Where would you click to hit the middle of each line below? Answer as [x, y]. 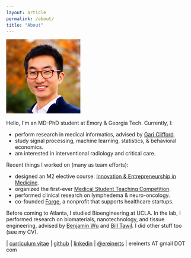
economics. [29, 147]
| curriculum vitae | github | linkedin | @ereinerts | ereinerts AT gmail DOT [96, 244]
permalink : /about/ [30, 19]
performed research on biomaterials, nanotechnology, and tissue [85, 219]
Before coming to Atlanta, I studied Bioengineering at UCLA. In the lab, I [93, 213]
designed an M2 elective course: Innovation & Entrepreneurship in [95, 176]
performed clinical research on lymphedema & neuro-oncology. [92, 195]
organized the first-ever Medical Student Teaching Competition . [93, 189]
